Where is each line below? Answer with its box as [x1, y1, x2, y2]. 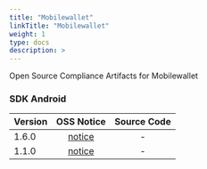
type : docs [9, 37, 50, 47]
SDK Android [9, 93, 67, 105]
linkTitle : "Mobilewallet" [9, 21, 110, 30]
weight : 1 [9, 29, 46, 38]
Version [13, 116, 48, 128]
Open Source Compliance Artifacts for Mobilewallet [9, 70, 199, 81]
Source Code [114, 116, 171, 128]
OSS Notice [56, 116, 106, 128]
